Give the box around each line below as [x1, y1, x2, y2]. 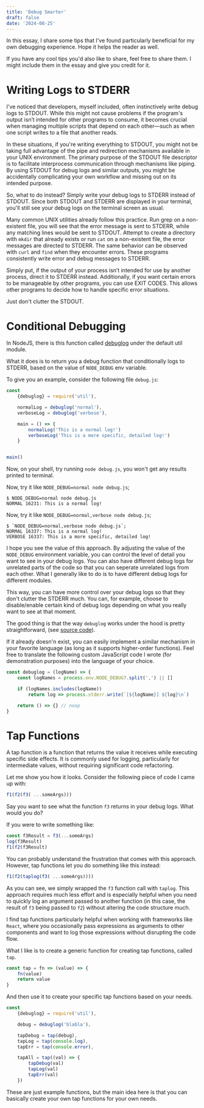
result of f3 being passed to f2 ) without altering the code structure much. [6, 903, 191, 911]
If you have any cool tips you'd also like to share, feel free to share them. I [6, 55, 192, 63]
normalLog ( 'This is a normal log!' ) [28, 427, 121, 433]
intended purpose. [6, 180, 53, 187]
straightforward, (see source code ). [6, 626, 96, 634]
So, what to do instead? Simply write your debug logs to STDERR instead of [6, 191, 195, 198]
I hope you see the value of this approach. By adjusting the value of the [6, 544, 186, 552]
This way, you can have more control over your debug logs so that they [6, 589, 185, 596]
